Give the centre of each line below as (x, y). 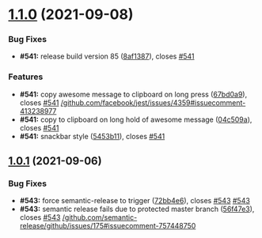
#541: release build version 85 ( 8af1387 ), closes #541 (107, 56)
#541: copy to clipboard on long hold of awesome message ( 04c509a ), (136, 119)
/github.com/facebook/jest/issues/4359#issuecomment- (153, 102)
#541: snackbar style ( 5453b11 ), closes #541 (92, 136)
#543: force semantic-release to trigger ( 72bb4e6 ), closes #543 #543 (135, 201)
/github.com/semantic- (100, 217)
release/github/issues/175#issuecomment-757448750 (108, 226)
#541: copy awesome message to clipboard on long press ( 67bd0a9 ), (133, 94)
